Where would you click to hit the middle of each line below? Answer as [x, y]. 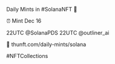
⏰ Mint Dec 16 [24, 21]
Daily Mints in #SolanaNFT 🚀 [42, 9]
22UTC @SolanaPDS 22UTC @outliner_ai [58, 33]
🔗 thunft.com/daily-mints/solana [46, 44]
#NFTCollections [27, 56]
